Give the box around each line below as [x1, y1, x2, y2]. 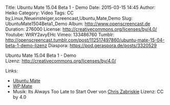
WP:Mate [12, 83, 32, 89]
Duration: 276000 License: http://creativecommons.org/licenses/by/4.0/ [5, 26, 157, 32]
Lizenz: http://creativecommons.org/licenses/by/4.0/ [5, 58, 116, 64]
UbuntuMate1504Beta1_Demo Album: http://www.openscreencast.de [5, 20, 151, 27]
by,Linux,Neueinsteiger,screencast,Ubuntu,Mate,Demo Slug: [5, 15, 133, 21]
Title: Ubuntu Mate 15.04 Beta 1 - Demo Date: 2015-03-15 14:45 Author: [5, 5, 156, 10]
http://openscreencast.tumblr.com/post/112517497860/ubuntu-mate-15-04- [5, 37, 165, 43]
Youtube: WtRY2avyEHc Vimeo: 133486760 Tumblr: [5, 32, 115, 37]
